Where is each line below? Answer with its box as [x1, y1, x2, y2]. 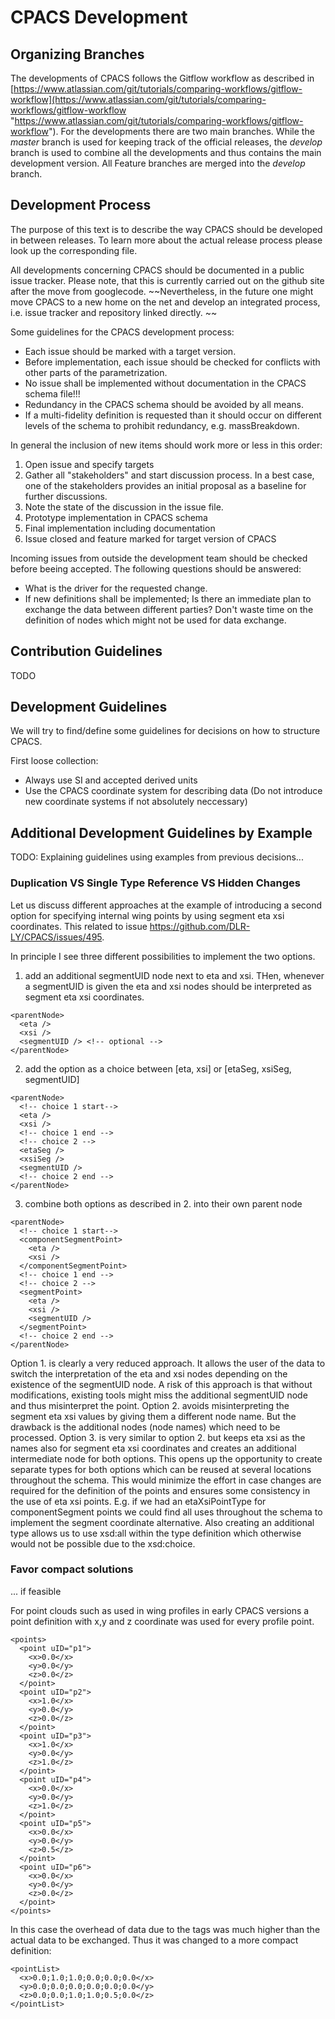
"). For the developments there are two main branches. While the [48, 126, 315, 137]
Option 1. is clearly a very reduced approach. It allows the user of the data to [10, 1357, 326, 1369]
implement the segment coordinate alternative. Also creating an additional [10, 1516, 315, 1528]
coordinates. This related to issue [10, 920, 148, 932]
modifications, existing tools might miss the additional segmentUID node [10, 1389, 308, 1401]
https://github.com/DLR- [149, 920, 251, 932]
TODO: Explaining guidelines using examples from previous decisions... [10, 851, 304, 863]
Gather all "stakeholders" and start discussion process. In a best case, [24, 469, 315, 481]
